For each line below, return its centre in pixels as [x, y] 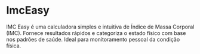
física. [14, 46]
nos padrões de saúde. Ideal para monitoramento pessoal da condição [93, 39]
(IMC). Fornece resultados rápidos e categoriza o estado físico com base [96, 33]
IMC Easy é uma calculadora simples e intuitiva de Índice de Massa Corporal [100, 27]
